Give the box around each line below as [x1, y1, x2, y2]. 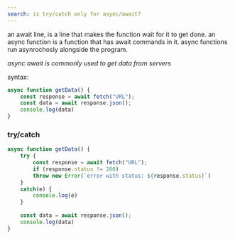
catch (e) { [20, 186, 53, 193]
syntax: [7, 73, 29, 81]
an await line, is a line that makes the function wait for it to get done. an [7, 30, 216, 38]
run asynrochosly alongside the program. [7, 45, 128, 53]
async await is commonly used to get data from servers [7, 58, 172, 68]
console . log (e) [33, 192, 78, 199]
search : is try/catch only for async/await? [7, 10, 141, 18]
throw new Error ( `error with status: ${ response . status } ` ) [33, 172, 212, 179]
